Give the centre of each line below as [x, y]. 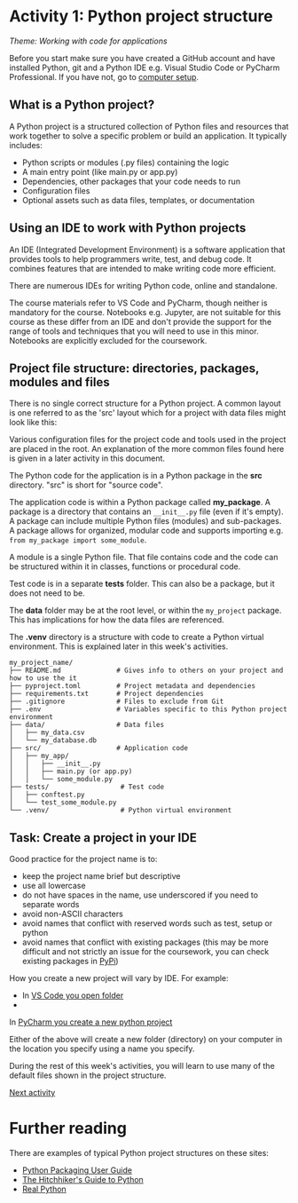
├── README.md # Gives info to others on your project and [146, 671]
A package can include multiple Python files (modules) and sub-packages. [145, 521]
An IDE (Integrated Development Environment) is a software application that [147, 249]
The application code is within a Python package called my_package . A [140, 503]
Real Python [44, 1189]
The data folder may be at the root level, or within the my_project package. [145, 611]
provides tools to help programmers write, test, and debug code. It [130, 258]
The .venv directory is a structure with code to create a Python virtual [137, 637]
